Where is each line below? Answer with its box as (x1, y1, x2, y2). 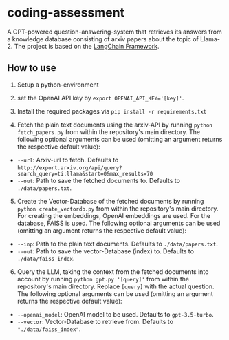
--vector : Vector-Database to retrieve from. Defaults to (17, 317, 174, 326)
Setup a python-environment (17, 81, 99, 89)
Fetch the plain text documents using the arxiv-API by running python (17, 120, 213, 129)
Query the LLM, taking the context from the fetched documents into (17, 267, 209, 276)
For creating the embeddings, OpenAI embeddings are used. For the (17, 211, 211, 220)
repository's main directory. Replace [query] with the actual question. (17, 282, 215, 290)
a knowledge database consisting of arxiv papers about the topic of (7, 34, 199, 43)
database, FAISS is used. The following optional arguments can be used (17, 219, 221, 227)
